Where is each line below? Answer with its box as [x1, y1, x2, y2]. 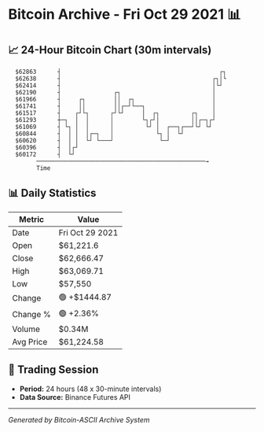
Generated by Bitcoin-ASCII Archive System [8, 415, 150, 424]
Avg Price [12, 336, 48, 347]
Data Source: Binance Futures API [19, 392, 131, 401]
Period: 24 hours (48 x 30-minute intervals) [19, 384, 162, 393]
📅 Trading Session [8, 363, 99, 377]
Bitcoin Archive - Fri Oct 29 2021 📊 [8, 6, 241, 24]
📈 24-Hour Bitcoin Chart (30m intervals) [8, 43, 212, 57]
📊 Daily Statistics [8, 186, 97, 200]
